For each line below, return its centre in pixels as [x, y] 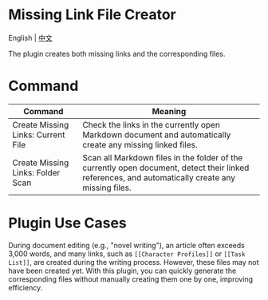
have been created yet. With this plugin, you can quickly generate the [122, 270]
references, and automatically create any [159, 177]
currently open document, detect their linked [166, 168]
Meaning [169, 111]
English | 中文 [31, 37]
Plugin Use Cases [68, 223]
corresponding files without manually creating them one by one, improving [131, 279]
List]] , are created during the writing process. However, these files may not [134, 262]
